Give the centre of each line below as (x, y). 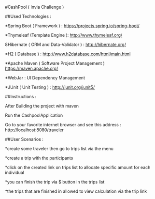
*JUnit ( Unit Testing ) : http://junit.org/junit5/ (50, 87)
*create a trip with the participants (39, 158)
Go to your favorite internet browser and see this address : (63, 125)
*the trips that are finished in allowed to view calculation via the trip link (76, 191)
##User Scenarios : (24, 139)
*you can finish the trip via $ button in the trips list (55, 182)
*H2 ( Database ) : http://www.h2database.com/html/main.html (68, 54)
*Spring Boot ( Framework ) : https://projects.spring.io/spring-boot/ (72, 26)
